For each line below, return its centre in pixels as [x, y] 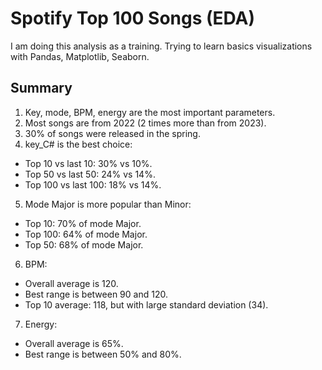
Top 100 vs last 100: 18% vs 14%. [93, 184]
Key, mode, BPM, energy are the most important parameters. [150, 112]
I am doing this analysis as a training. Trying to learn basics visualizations [161, 46]
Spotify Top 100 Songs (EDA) [133, 18]
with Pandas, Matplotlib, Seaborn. [80, 56]
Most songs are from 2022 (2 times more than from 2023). [145, 123]
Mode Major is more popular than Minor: [108, 204]
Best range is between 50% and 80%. [103, 354]
